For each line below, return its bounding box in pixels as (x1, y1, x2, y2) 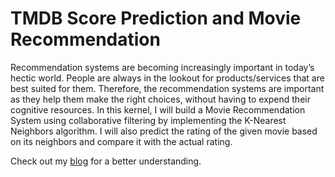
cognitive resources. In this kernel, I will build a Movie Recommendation (10, 103, 306, 116)
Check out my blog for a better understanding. (10, 155, 202, 167)
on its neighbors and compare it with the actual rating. (10, 135, 233, 147)
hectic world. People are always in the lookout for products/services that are (10, 72, 325, 84)
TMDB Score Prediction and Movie (10, 7, 302, 30)
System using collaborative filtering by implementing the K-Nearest (10, 114, 287, 126)
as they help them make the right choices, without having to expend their (10, 93, 311, 105)
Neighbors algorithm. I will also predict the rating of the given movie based (10, 125, 318, 137)
